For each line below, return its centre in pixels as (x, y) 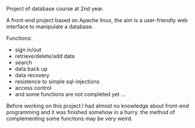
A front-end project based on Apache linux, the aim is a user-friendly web (97, 20)
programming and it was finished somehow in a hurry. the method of (91, 112)
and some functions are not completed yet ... (70, 94)
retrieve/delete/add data (45, 56)
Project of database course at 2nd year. (55, 9)
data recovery (32, 75)
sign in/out (28, 50)
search (23, 63)
